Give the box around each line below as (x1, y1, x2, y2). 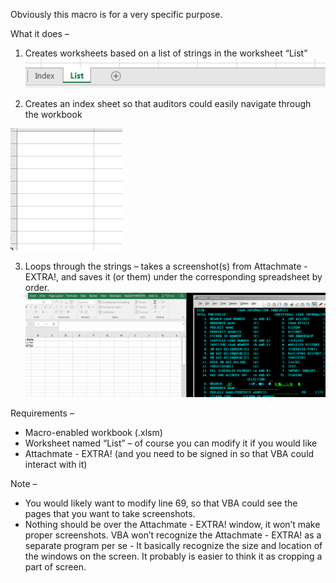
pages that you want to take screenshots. (24, 508, 196, 520)
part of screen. (24, 561, 87, 573)
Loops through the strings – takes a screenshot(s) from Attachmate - (24, 260, 308, 272)
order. (24, 281, 50, 293)
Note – (10, 478, 38, 490)
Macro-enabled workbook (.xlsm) (24, 427, 163, 439)
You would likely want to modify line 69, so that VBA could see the (24, 497, 298, 509)
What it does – (10, 28, 70, 39)
